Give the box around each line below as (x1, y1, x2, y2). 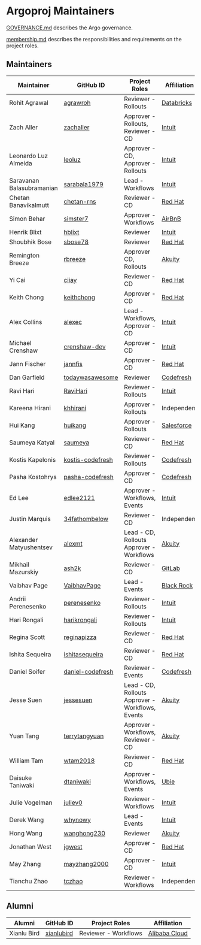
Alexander (9, 535, 38, 544)
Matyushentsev (9, 543, 53, 552)
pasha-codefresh (63, 472, 114, 481)
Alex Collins (9, 317, 42, 326)
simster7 (63, 214, 89, 223)
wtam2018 (63, 756, 95, 765)
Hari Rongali (9, 616, 44, 624)
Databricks (161, 98, 193, 107)
